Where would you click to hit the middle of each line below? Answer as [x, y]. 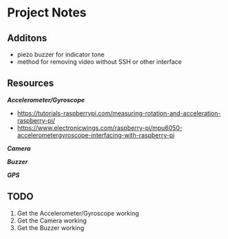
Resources [31, 83]
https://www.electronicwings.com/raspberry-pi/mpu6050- [100, 128]
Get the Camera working [52, 220]
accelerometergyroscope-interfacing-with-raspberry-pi [96, 135]
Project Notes [47, 13]
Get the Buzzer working [50, 227]
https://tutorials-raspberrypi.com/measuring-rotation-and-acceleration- [119, 113]
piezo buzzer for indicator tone [61, 54]
